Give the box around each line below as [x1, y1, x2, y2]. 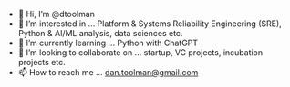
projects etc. [17, 57, 66, 67]
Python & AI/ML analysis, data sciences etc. [17, 28, 183, 38]
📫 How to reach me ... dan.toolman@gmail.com [17, 67, 199, 77]
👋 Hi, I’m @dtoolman [17, 9, 96, 19]
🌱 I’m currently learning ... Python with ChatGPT [17, 37, 199, 48]
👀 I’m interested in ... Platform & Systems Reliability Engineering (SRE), [17, 18, 283, 29]
